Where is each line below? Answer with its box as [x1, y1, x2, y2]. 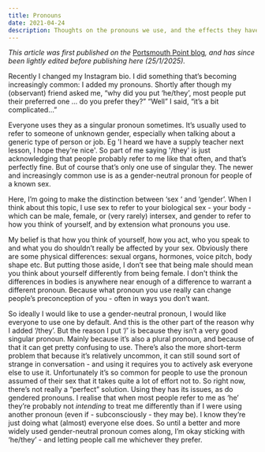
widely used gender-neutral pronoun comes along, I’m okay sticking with [8, 427, 245, 436]
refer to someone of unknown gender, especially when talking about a [8, 129, 236, 138]
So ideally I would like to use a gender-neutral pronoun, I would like [8, 309, 226, 318]
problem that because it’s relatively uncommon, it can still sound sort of [8, 351, 241, 360]
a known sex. [8, 179, 51, 189]
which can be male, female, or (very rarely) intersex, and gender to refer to [8, 211, 251, 221]
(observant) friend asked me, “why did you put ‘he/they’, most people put [8, 89, 246, 98]
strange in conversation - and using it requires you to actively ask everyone [8, 360, 253, 369]
